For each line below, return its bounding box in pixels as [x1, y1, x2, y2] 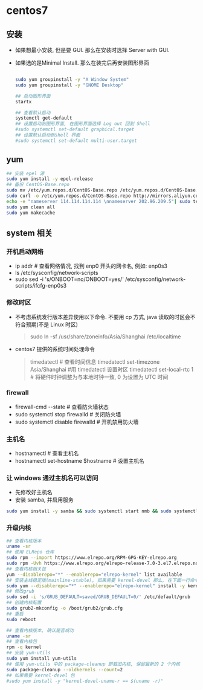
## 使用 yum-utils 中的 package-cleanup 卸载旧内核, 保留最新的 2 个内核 [6, 661, 180, 667]
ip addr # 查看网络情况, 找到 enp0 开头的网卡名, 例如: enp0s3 [14, 262, 168, 269]
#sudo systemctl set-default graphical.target [14, 126, 135, 133]
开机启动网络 [6, 247, 44, 256]
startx [14, 98, 32, 105]
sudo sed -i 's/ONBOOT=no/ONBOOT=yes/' [14, 276, 124, 283]
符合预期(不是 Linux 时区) [14, 321, 79, 328]
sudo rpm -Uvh [6, 560, 42, 567]
